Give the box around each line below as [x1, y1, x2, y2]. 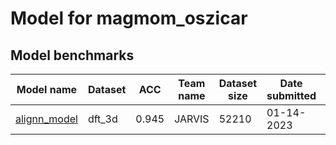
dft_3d [87, 112, 118, 126]
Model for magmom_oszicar [10, 7, 248, 30]
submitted [266, 89, 317, 102]
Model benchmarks [10, 47, 135, 64]
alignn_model [15, 112, 78, 126]
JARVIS [174, 112, 210, 126]
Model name [16, 83, 78, 96]
